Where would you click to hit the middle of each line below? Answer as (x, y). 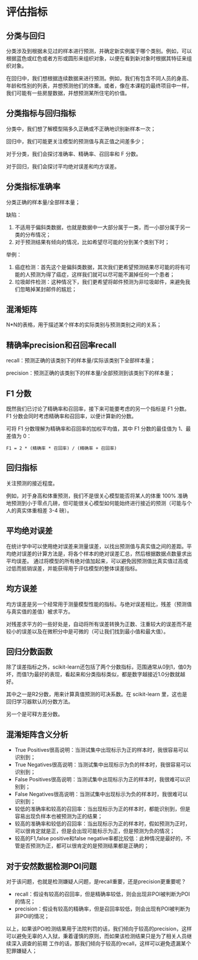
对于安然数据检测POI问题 (52, 866)
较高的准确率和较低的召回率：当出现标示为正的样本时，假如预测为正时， (102, 824)
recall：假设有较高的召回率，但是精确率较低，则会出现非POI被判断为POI (102, 894)
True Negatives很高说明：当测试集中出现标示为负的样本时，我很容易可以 (103, 765)
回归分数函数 (29, 652)
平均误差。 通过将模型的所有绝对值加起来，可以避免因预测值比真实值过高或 (97, 561)
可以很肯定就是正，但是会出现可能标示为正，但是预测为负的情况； (95, 831)
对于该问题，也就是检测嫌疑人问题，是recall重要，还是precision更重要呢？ (96, 881)
